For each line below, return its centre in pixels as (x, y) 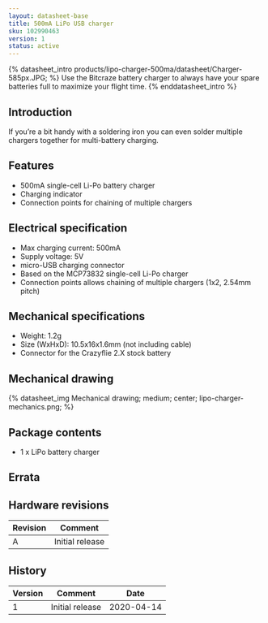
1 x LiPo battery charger (60, 452)
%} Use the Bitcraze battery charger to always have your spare (154, 78)
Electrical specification (68, 228)
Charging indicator (51, 194)
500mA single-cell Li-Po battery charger (87, 185)
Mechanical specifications (77, 316)
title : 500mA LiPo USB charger (61, 24)
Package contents (55, 433)
